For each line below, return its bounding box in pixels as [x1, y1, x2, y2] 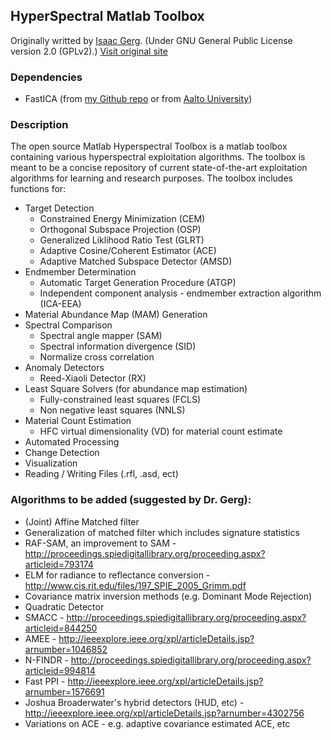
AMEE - [24, 632, 57, 644]
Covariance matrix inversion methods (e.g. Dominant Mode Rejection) [24, 590, 313, 602]
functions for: [10, 183, 67, 195]
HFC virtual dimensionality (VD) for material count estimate [39, 425, 283, 438]
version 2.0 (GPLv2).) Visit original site [10, 45, 168, 57]
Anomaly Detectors [24, 362, 105, 374]
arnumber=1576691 [24, 685, 105, 698]
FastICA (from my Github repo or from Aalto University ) [24, 93, 253, 105]
